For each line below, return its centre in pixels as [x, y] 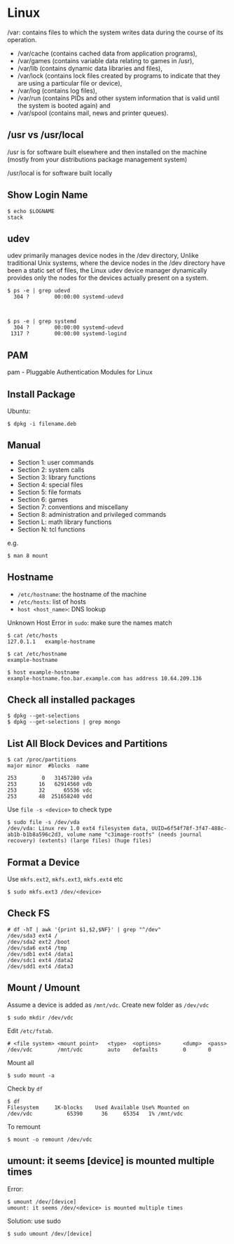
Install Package [41, 394]
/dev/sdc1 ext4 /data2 [40, 960]
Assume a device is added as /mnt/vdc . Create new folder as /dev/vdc [108, 1005]
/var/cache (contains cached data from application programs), [107, 53]
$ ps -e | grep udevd [39, 291]
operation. [22, 39]
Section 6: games [43, 499]
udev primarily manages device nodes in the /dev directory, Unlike [103, 256]
